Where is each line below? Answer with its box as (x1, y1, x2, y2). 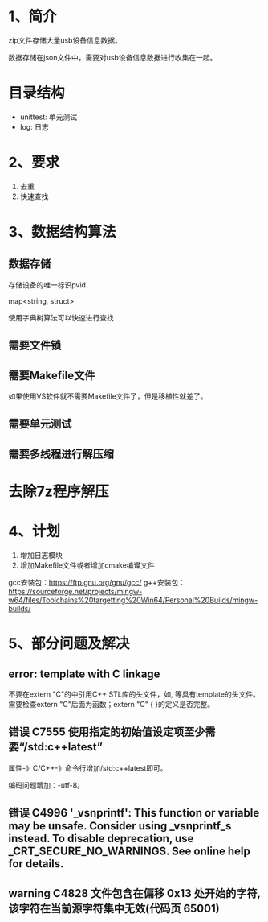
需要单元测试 (8, 417, 72, 431)
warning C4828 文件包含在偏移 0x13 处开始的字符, (8, 887, 261, 900)
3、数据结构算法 (8, 223, 116, 241)
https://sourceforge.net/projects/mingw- (8, 586, 143, 596)
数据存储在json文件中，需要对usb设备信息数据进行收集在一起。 (8, 52, 217, 62)
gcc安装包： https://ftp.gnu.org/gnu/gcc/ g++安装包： (8, 577, 186, 587)
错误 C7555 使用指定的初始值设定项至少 (8, 726, 205, 739)
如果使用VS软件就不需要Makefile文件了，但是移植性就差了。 (8, 391, 208, 401)
